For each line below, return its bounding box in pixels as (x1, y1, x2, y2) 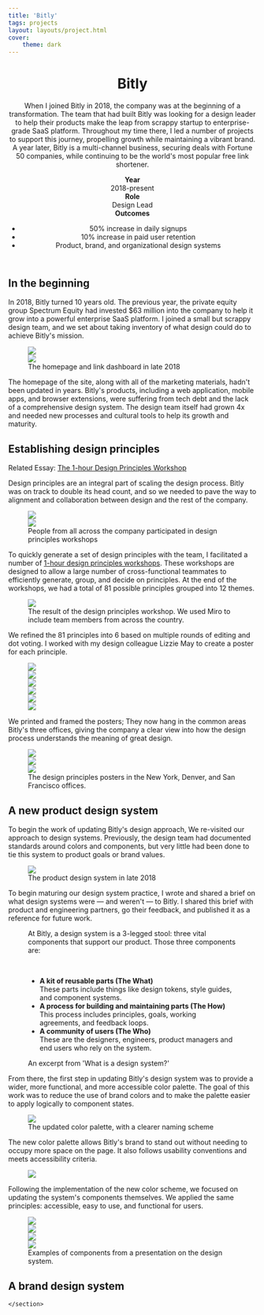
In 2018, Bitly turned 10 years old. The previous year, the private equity (8, 298, 238, 307)
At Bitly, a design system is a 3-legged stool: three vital (28, 929, 206, 938)
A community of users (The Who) (39, 1027, 151, 1036)
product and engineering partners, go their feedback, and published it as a (8, 905, 251, 915)
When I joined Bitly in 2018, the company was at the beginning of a (24, 101, 241, 111)
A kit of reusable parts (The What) (39, 976, 154, 986)
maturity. (8, 419, 37, 429)
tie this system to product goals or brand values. (8, 850, 165, 860)
